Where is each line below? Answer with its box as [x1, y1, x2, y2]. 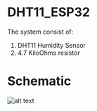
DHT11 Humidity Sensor [17, 41, 86, 49]
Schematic [7, 73, 72, 89]
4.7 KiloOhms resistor [17, 48, 80, 57]
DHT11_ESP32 [7, 4, 90, 20]
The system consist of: [7, 27, 74, 36]
